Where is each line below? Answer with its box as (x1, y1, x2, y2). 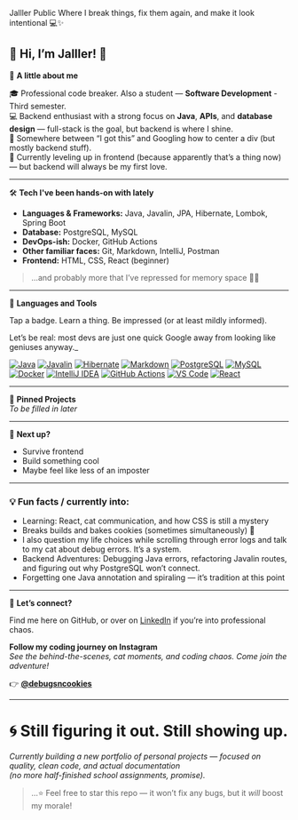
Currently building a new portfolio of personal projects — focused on (9, 751, 262, 762)
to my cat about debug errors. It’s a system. (21, 544, 182, 554)
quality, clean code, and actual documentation (9, 760, 180, 771)
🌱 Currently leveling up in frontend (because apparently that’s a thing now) (9, 151, 282, 163)
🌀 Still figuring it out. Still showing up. (9, 721, 288, 741)
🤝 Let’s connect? (9, 598, 73, 609)
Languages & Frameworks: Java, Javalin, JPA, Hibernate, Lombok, (21, 208, 268, 219)
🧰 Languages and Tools (9, 298, 98, 308)
